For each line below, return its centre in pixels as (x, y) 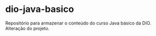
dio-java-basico (40, 9)
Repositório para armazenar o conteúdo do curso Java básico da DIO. (78, 23)
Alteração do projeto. (27, 28)
